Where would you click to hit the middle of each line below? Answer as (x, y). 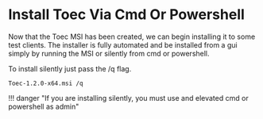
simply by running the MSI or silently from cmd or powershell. (109, 53)
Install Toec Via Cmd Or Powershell (126, 15)
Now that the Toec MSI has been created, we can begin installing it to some (132, 36)
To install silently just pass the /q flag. (70, 68)
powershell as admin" (44, 106)
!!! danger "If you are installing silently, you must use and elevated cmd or (128, 98)
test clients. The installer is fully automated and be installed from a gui (123, 44)
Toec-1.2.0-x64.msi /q (46, 83)
